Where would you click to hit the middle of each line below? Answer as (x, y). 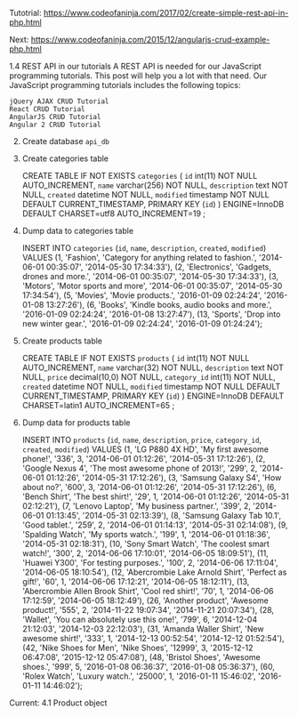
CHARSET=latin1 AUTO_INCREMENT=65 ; (98, 405)
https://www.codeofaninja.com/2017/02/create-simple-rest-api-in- (166, 13)
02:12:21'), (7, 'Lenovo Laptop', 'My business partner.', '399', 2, (137, 506)
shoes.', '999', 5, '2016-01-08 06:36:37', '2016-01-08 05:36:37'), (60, (149, 667)
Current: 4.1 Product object (58, 703)
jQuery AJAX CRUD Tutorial (59, 101)
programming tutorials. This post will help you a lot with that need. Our (138, 76)
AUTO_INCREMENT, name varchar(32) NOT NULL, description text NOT (153, 367)
